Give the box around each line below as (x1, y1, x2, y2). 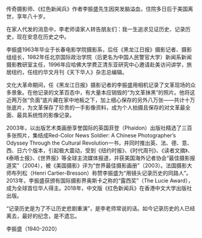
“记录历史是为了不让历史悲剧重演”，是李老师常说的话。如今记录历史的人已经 (6, 205, 195, 212)
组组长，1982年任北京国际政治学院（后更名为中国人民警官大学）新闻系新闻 (6, 54, 192, 60)
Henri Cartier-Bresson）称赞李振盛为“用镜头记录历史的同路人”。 (32, 169, 192, 177)
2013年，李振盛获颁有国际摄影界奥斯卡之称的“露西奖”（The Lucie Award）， (6, 177, 194, 184)
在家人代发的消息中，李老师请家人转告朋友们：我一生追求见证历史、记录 (6, 26, 185, 33)
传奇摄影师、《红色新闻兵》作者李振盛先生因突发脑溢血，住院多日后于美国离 (6, 5, 194, 12)
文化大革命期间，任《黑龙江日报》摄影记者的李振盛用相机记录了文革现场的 (6, 81, 191, 89)
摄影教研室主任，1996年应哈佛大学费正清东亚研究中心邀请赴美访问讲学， (6, 61, 187, 68)
